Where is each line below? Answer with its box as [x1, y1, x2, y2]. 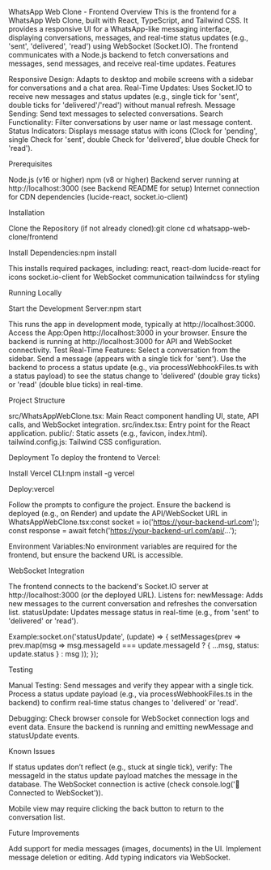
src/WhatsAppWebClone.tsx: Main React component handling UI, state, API [8, 411, 260, 420]
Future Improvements [8, 828, 80, 838]
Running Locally [8, 288, 62, 297]
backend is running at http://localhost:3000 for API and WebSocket [8, 337, 232, 346]
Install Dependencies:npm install [8, 248, 117, 257]
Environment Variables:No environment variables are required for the [8, 541, 238, 551]
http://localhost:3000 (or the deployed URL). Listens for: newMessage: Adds [8, 590, 264, 600]
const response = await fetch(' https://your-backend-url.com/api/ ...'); [8, 526, 237, 535]
